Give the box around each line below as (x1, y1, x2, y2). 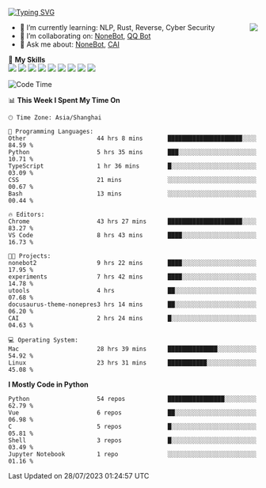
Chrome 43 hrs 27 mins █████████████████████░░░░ (8, 218, 257, 225)
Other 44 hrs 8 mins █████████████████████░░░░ (8, 134, 257, 142)
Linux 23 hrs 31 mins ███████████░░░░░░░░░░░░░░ (8, 359, 257, 367)
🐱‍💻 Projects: (8, 252, 51, 260)
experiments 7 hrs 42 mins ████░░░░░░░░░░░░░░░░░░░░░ (8, 273, 257, 281)
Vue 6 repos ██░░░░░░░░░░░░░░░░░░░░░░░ (8, 409, 257, 417)
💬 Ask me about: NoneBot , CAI (19, 40, 120, 49)
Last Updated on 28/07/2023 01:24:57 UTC (8, 471, 150, 480)
